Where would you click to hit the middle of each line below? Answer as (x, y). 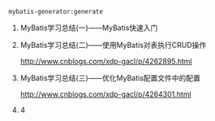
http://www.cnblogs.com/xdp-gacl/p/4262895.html (106, 61)
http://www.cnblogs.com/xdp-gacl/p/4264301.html (106, 94)
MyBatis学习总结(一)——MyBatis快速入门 (89, 28)
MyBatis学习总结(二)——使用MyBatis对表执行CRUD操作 (113, 45)
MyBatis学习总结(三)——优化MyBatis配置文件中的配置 (110, 78)
